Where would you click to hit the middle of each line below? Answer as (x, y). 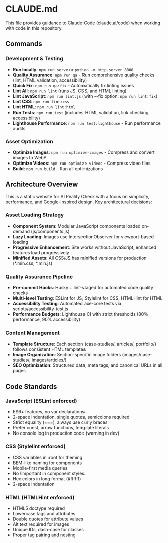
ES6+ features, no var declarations (49, 412)
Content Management (33, 333)
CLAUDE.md (32, 9)
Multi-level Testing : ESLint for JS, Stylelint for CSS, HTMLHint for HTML (88, 298)
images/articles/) (49, 360)
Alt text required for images (41, 524)
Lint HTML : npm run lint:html (44, 107)
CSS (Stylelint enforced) (36, 446)
